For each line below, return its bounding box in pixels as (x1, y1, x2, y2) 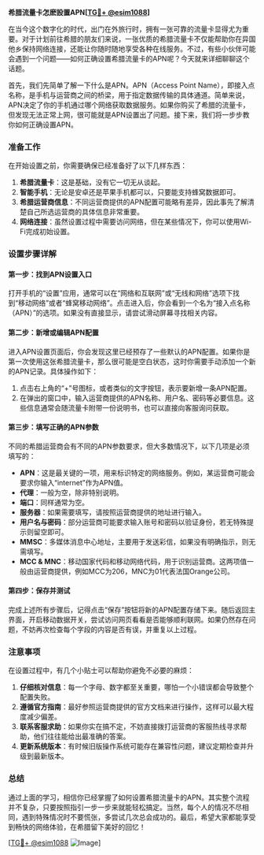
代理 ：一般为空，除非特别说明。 (19, 488, 123, 497)
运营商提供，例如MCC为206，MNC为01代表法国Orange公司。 (33, 567, 234, 576)
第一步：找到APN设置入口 (8, 270, 93, 279)
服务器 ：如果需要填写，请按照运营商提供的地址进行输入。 (19, 507, 206, 517)
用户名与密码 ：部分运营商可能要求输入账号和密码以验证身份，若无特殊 (19, 517, 247, 526)
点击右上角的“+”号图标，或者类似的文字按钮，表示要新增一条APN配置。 (19, 383, 251, 392)
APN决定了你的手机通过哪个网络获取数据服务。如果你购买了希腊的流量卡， (8, 100, 250, 110)
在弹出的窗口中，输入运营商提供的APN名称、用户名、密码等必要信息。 (19, 393, 247, 403)
